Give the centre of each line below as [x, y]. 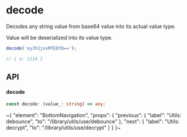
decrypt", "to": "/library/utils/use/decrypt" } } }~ [63, 128]
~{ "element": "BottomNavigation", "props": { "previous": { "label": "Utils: [94, 115]
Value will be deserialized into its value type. [59, 37]
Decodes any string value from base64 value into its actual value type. [91, 26]
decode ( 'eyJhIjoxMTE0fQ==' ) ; [41, 48]
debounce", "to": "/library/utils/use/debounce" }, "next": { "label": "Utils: [93, 122]
